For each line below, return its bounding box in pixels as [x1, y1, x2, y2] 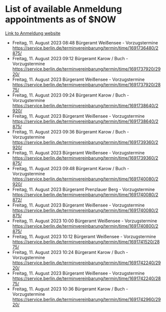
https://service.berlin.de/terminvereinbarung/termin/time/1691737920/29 [12, 66, 161, 72]
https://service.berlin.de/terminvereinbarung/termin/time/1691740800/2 [12, 223, 159, 229]
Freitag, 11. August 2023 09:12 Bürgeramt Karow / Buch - [12, 55, 128, 61]
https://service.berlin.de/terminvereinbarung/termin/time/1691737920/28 [12, 81, 161, 87]
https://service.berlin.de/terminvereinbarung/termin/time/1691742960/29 [12, 296, 161, 302]
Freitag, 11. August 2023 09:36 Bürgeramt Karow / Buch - [12, 129, 129, 135]
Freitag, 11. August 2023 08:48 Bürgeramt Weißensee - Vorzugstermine [12, 39, 158, 45]
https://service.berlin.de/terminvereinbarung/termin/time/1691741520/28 [12, 239, 160, 244]
